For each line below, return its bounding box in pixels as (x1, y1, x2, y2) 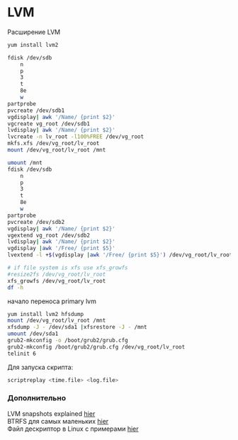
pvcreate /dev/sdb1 (7, 107, 65, 114)
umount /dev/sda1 (7, 330, 59, 337)
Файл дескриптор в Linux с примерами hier (7, 424, 140, 433)
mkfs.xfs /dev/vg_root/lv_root (7, 140, 100, 147)
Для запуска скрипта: (7, 363, 74, 371)
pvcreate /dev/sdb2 (7, 218, 65, 225)
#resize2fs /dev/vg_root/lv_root (7, 271, 106, 278)
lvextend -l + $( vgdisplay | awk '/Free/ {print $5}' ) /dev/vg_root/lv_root (7, 252, 233, 259)
